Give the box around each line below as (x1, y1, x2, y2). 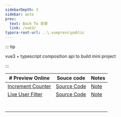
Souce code (56, 75, 86, 81)
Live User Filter (7, 91, 43, 98)
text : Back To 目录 (9, 21, 48, 26)
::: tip (5, 44, 16, 49)
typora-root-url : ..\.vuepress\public (5, 30, 85, 35)
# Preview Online (9, 75, 50, 81)
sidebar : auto (5, 12, 34, 17)
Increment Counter (7, 83, 51, 89)
